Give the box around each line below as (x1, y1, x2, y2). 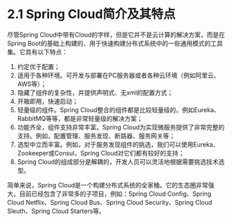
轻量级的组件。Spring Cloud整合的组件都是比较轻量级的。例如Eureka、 (17, 105, 220, 114)
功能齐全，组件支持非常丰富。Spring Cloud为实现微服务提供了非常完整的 (17, 122, 225, 131)
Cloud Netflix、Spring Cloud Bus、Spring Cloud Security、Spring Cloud (7, 198, 213, 206)
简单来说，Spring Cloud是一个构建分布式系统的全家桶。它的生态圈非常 (7, 181, 209, 189)
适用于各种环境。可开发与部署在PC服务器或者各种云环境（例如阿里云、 (17, 71, 220, 80)
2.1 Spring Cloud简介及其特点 (7, 6, 176, 22)
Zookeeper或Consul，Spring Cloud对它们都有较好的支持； (17, 149, 185, 157)
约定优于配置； (17, 62, 60, 71)
